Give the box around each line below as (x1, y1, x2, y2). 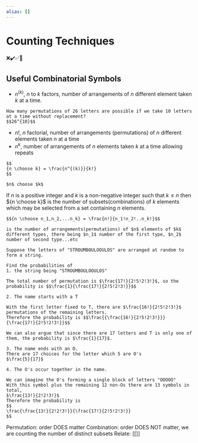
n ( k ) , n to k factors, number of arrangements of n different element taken (14, 90, 192, 98)
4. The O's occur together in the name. (6, 366, 108, 372)
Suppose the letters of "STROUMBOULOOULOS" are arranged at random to (6, 247, 184, 253)
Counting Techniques (6, 34, 114, 48)
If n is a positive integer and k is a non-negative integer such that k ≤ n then (6, 191, 191, 199)
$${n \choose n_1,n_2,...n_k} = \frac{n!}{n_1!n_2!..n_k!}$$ (6, 216, 161, 221)
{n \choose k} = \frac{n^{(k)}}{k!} (6, 166, 97, 172)
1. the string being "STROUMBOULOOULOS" (6, 268, 108, 274)
